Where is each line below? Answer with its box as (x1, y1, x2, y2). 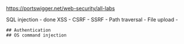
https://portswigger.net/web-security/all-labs (6, 5, 115, 12)
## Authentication (6, 27, 51, 33)
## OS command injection (6, 32, 67, 38)
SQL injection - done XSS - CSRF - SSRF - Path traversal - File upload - (6, 16, 178, 23)
